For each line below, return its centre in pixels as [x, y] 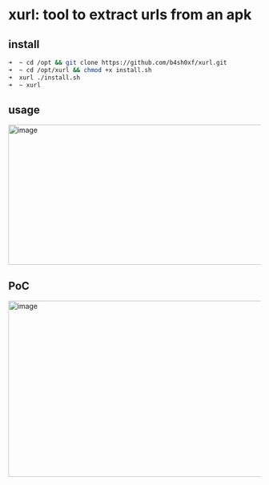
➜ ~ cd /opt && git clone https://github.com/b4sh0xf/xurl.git [118, 62]
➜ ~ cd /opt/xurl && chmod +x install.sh [80, 70]
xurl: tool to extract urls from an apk [130, 15]
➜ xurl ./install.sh [44, 78]
